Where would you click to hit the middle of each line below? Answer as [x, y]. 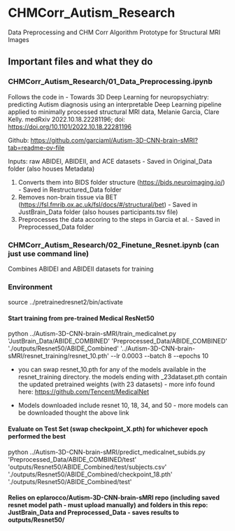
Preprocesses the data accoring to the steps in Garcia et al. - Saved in [119, 219]
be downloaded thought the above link [73, 413]
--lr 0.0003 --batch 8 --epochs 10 [159, 356]
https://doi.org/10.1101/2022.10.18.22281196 [70, 127]
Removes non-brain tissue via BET [67, 197]
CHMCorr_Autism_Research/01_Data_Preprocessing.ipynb [110, 82]
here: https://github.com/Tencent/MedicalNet [84, 392]
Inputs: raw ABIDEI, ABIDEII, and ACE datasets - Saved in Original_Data [110, 161]
